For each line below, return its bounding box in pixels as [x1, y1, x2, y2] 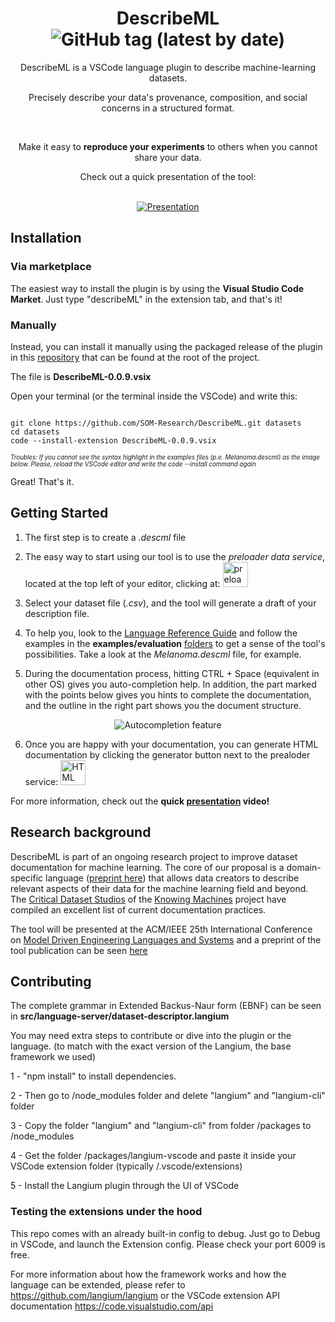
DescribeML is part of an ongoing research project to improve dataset [10, 850, 298, 862]
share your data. [134, 151, 202, 163]
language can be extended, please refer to [10, 1278, 186, 1291]
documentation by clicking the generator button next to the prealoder [24, 748, 311, 761]
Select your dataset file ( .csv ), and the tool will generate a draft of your [24, 597, 317, 609]
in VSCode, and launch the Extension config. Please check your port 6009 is [10, 1238, 326, 1250]
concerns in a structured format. [101, 102, 235, 114]
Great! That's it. [10, 475, 75, 487]
